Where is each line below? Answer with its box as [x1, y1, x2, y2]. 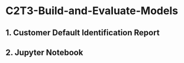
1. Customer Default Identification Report [5, 28, 160, 38]
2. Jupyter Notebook [5, 47, 83, 57]
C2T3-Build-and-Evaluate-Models [5, 4, 179, 18]
